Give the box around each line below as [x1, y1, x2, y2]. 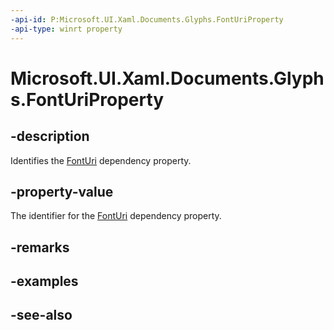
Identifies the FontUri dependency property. [10, 154, 192, 166]
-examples [10, 273, 79, 290]
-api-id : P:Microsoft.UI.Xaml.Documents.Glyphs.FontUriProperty [10, 14, 284, 25]
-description [10, 128, 90, 145]
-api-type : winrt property [10, 24, 123, 34]
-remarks [10, 239, 70, 256]
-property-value [10, 183, 114, 200]
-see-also [10, 307, 73, 324]
